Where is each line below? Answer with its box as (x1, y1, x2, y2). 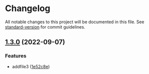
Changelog (5, 3, 50, 14)
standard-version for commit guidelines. (5, 24, 85, 30)
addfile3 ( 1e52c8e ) (12, 63, 50, 69)
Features (5, 53, 27, 59)
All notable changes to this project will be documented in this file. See (5, 19, 145, 25)
